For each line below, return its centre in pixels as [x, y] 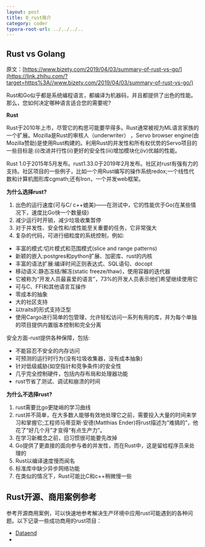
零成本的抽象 [31, 295]
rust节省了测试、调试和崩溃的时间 [58, 381]
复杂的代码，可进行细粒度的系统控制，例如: [69, 235]
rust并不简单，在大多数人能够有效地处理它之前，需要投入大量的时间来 [103, 415]
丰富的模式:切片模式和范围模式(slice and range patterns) [86, 249]
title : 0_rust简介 [29, 18]
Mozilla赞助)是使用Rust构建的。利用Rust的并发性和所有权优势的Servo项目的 [102, 143]
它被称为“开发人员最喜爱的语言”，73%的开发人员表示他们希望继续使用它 [106, 279]
